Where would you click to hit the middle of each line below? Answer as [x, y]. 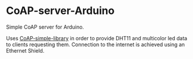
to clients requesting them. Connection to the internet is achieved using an [96, 44]
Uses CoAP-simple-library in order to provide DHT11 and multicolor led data [97, 38]
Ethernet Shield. [25, 50]
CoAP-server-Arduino [60, 11]
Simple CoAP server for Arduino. [45, 27]
